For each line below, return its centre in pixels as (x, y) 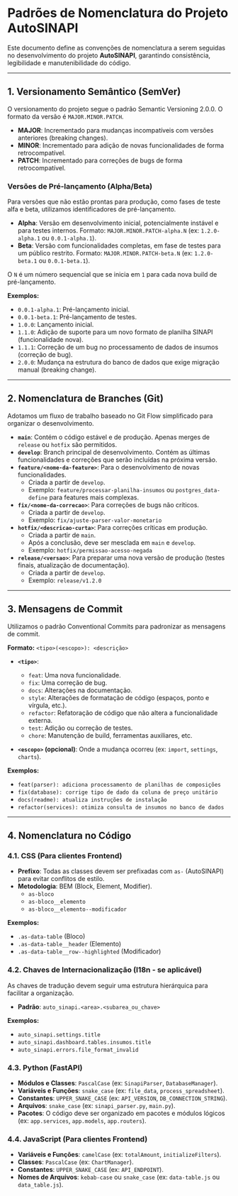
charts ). (29, 756)
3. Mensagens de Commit (65, 609)
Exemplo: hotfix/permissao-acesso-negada (90, 550)
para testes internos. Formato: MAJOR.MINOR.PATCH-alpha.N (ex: (108, 231)
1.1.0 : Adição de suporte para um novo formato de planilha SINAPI (115, 332)
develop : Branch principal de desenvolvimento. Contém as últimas (114, 452)
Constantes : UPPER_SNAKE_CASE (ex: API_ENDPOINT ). (91, 1170)
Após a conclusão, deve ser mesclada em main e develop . (112, 542)
